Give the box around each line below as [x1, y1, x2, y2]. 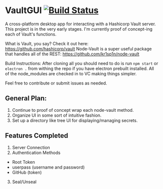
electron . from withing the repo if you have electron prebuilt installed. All [5, 66, 154, 71]
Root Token [12, 159, 36, 165]
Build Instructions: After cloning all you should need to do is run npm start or [5, 60, 159, 66]
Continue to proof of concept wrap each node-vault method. [12, 107, 134, 113]
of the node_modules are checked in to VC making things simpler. [5, 70, 137, 76]
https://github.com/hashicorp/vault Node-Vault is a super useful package [5, 46, 152, 52]
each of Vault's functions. [5, 31, 57, 37]
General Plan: [5, 94, 47, 103]
